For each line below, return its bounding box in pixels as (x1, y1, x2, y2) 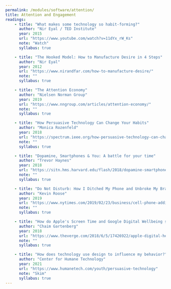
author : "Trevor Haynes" (18, 158, 72, 163)
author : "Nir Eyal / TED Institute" (18, 27, 97, 32)
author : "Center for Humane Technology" (18, 257, 106, 262)
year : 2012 (18, 64, 42, 69)
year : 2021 (18, 261, 42, 267)
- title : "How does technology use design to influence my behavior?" (14, 252, 167, 257)
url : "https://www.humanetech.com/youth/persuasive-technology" (18, 266, 158, 271)
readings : (5, 17, 26, 22)
